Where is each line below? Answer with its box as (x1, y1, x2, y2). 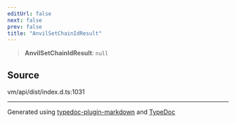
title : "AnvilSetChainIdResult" (7, 29, 102, 37)
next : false (7, 17, 42, 24)
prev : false (7, 23, 42, 30)
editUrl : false (7, 10, 52, 17)
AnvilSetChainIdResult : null (24, 49, 109, 57)
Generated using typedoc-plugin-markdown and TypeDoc (7, 108, 176, 116)
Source (7, 69, 40, 81)
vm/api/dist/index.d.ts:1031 (7, 88, 86, 96)
